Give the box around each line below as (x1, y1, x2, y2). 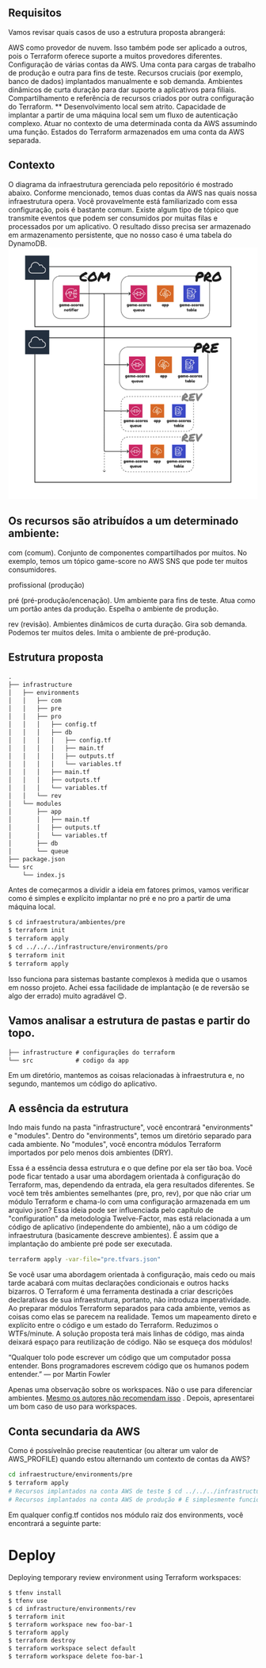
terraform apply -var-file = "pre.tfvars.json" (8, 1256, 161, 1263)
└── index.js (22, 871, 66, 879)
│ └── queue (8, 847, 69, 855)
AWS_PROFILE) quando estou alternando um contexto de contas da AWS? (8, 1455, 251, 1464)
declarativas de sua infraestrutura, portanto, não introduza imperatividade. (8, 1295, 252, 1305)
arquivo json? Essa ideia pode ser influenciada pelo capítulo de (8, 1206, 214, 1215)
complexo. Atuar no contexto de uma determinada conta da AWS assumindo (8, 118, 257, 128)
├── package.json (8, 855, 66, 863)
